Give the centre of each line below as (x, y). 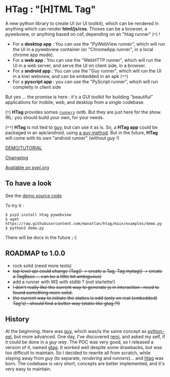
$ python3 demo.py (25, 228)
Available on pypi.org (27, 167)
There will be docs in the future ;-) (41, 237)
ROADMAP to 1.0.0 (35, 254)
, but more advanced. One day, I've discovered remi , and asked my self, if (88, 337)
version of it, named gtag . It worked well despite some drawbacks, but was (84, 348)
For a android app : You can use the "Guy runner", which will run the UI (87, 71)
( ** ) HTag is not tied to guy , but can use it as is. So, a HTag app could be (82, 127)
